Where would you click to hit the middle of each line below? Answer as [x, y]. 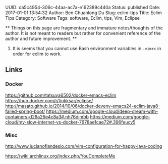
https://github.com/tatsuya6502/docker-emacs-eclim [61, 95]
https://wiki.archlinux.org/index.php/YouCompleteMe [60, 156]
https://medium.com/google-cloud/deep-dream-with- [102, 111]
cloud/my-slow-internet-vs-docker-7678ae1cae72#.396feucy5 [70, 122]
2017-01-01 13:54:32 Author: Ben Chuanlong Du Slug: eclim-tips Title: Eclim [84, 13]
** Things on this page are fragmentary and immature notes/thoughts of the [84, 28]
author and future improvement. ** [41, 38]
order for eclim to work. [37, 54]
